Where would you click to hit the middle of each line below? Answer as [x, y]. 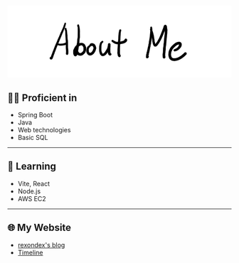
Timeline [30, 252]
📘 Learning [32, 167]
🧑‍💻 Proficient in [42, 98]
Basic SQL [33, 138]
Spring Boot [35, 115]
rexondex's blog [41, 245]
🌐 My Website [39, 228]
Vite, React [33, 183]
